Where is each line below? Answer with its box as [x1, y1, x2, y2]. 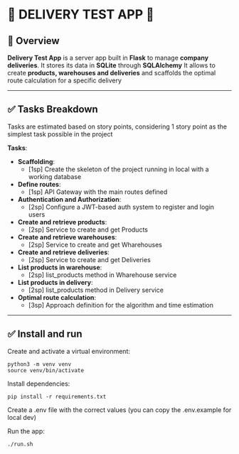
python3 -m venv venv [7, 360, 72, 368]
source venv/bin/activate [7, 367, 84, 374]
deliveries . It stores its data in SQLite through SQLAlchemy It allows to [7, 61, 216, 70]
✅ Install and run [7, 328, 83, 340]
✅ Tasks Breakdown [7, 103, 98, 116]
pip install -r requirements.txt [7, 393, 107, 400]
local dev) [7, 413, 37, 421]
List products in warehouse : [17, 263, 102, 271]
